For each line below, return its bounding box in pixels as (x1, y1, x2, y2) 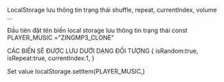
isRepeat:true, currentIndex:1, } (7, 54, 95, 62)
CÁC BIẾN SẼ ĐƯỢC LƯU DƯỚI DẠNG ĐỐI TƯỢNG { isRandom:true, (7, 47, 199, 55)
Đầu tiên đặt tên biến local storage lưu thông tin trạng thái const (7, 27, 188, 34)
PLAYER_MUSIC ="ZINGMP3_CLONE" (7, 33, 115, 42)
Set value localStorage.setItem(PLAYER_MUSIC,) (7, 68, 146, 75)
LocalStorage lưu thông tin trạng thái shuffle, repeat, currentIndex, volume (7, 6, 218, 14)
